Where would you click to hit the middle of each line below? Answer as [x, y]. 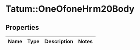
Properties [22, 28]
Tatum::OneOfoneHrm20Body [70, 9]
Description [59, 42]
